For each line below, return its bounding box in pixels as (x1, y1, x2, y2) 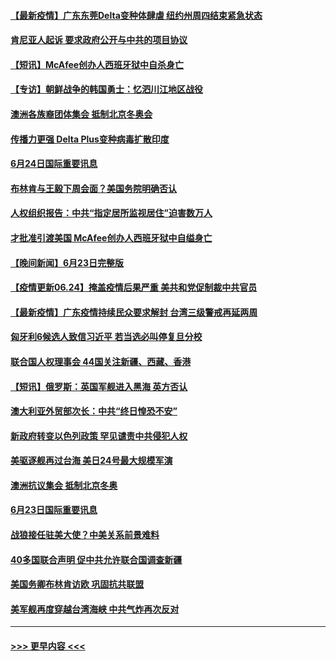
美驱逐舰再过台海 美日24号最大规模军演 (10, 455, 173, 467)
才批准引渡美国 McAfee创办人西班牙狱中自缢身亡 (10, 231, 213, 244)
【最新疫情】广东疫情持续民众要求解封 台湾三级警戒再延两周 (10, 306, 258, 318)
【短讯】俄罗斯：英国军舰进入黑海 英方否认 (10, 380, 188, 392)
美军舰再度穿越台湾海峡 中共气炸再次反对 (10, 603, 180, 615)
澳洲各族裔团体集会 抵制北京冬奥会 (10, 108, 153, 120)
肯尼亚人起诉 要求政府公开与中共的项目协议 (10, 34, 188, 46)
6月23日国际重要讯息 (10, 504, 98, 516)
